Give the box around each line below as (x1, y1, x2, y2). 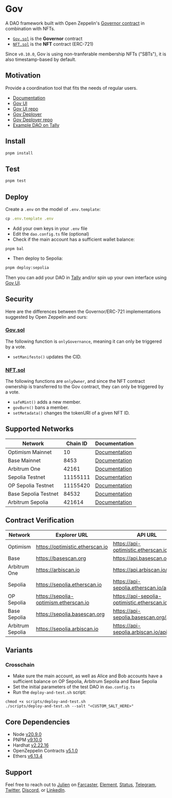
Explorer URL (55, 531, 89, 538)
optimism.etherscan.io (35, 599, 90, 606)
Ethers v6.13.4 (12, 753, 42, 760)
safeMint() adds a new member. (12, 399, 81, 405)
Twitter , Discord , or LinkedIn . (5, 787, 66, 793)
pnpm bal (5, 246, 24, 251)
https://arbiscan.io (35, 566, 80, 573)
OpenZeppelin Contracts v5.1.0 (12, 748, 78, 754)
